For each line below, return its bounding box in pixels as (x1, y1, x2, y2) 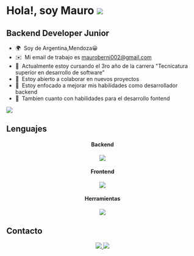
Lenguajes (6, 124, 47, 134)
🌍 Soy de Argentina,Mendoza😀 (15, 44, 98, 52)
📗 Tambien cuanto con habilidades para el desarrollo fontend (15, 95, 170, 102)
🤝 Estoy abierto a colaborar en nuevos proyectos (15, 76, 139, 82)
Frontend (90, 168, 115, 176)
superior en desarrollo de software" (15, 69, 105, 76)
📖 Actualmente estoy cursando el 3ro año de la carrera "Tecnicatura (15, 62, 188, 69)
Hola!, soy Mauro (6, 4, 95, 18)
